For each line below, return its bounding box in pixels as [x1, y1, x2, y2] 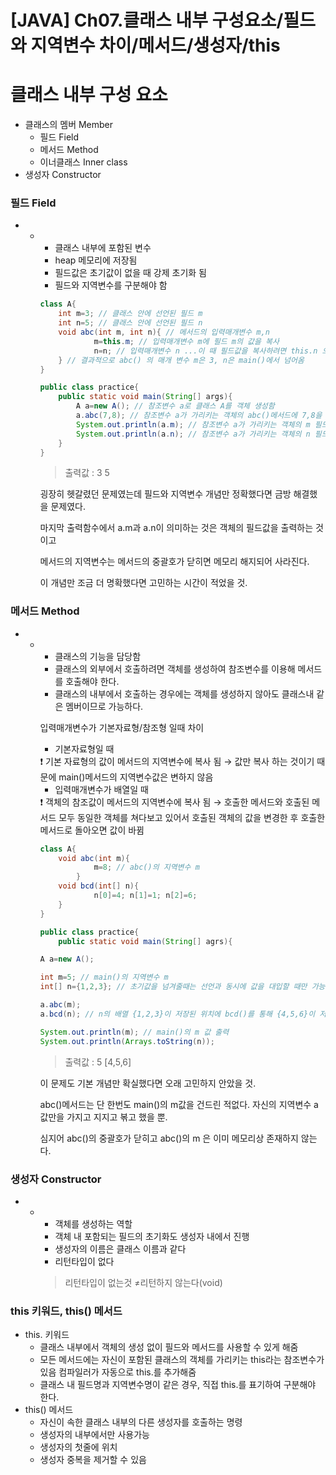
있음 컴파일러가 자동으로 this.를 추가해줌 [39, 1366, 197, 1378]
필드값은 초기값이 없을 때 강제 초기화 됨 [54, 267, 207, 279]
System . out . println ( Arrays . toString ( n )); [39, 1036, 215, 1046]
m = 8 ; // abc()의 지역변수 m [93, 862, 200, 873]
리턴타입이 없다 [54, 1255, 115, 1267]
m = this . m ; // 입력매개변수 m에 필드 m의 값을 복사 [93, 336, 280, 346]
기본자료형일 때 [54, 742, 115, 755]
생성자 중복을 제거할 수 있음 [39, 1454, 147, 1466]
